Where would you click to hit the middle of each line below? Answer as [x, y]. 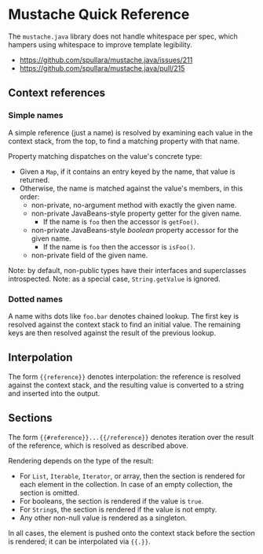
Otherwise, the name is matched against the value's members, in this [131, 188]
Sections [30, 418]
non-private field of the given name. [89, 255]
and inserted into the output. [54, 393]
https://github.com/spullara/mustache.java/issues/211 [106, 60]
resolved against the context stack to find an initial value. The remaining [124, 324]
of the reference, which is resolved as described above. [98, 445]
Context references [57, 93]
